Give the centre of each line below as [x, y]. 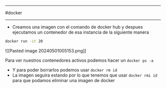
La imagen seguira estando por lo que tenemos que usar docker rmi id [85, 75]
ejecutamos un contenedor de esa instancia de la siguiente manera [81, 32]
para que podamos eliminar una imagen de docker [63, 80]
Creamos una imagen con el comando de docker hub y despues [78, 27]
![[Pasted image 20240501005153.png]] [46, 50]
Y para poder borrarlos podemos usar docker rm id [65, 70]
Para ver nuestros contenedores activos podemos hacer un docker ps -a [80, 60]
